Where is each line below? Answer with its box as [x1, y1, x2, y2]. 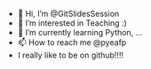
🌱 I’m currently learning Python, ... [17, 27, 143, 37]
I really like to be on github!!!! [17, 50, 124, 60]
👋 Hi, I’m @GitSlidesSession [17, 9, 120, 19]
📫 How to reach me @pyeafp [17, 37, 127, 48]
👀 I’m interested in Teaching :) [17, 18, 127, 28]
